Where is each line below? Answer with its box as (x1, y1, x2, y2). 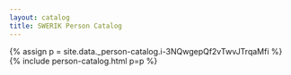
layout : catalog (9, 12, 70, 22)
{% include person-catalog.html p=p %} (9, 55, 158, 66)
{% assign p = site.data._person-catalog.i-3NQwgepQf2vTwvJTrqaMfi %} (9, 46, 283, 56)
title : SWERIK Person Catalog (9, 21, 123, 30)
